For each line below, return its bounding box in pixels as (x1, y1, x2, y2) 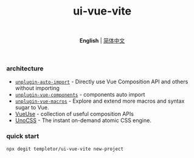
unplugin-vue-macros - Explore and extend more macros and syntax (15, 97, 185, 105)
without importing (15, 84, 60, 92)
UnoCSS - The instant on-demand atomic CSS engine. (15, 117, 152, 124)
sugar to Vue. (15, 104, 50, 111)
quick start (6, 132, 40, 140)
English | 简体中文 (79, 36, 125, 44)
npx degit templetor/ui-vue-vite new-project (6, 146, 123, 152)
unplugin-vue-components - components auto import (15, 91, 145, 98)
